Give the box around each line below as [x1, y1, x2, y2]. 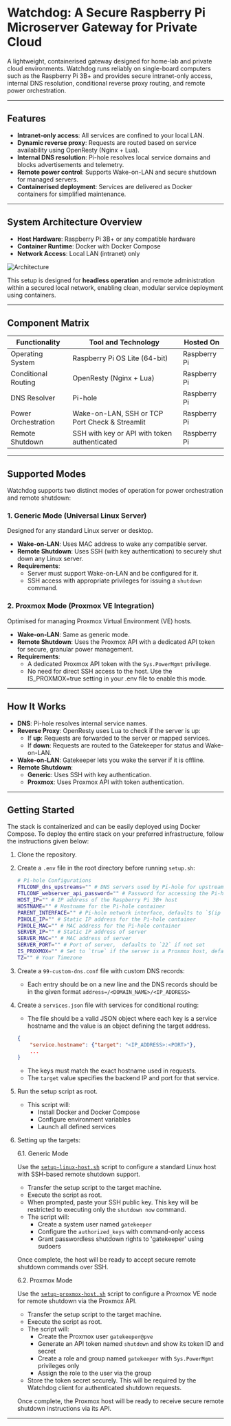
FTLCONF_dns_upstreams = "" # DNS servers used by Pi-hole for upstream [16, 883, 224, 891]
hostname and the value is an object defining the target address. [27, 1022, 211, 1030]
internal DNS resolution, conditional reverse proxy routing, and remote [7, 79, 206, 87]
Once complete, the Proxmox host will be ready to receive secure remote [16, 1397, 224, 1405]
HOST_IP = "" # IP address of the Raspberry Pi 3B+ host [16, 897, 178, 904]
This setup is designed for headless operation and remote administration [7, 276, 215, 284]
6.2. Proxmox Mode [16, 1276, 73, 1285]
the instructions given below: [7, 837, 89, 846]
